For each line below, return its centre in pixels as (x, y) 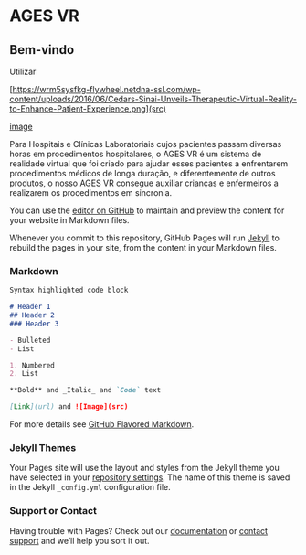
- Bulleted (30, 340)
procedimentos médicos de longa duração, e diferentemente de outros (142, 173)
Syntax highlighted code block (69, 290)
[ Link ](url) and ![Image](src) (69, 407)
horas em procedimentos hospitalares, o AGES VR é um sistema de (136, 154)
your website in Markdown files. (69, 220)
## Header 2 (32, 315)
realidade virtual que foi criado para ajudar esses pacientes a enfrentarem (149, 164)
